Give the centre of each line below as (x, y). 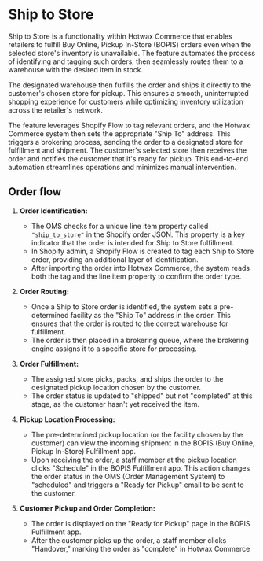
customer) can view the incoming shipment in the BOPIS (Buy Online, (143, 443)
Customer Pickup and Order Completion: (87, 508)
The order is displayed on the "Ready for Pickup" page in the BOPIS (141, 523)
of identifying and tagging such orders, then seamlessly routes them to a (126, 61)
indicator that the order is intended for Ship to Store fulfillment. (133, 242)
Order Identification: (53, 211)
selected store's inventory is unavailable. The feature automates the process (132, 53)
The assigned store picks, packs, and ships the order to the (127, 378)
